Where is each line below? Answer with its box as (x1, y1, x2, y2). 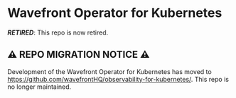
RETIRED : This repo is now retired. (7, 28, 109, 37)
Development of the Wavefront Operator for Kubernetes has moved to (7, 67, 212, 75)
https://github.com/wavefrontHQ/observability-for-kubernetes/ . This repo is (7, 75, 230, 83)
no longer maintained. (7, 82, 72, 91)
